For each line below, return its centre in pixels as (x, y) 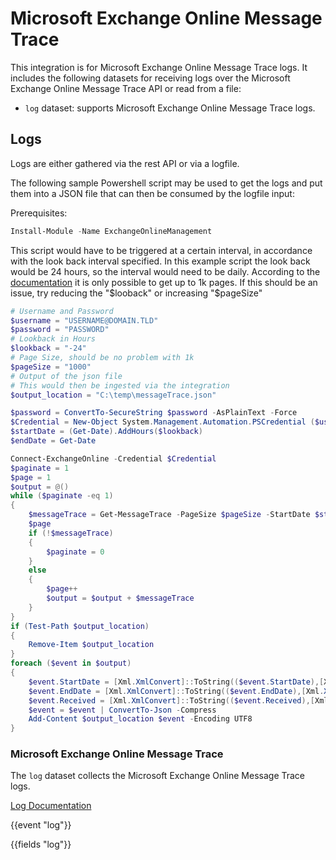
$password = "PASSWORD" (60, 330)
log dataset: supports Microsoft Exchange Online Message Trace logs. (170, 108)
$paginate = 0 (75, 552)
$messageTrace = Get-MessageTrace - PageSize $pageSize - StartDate (169, 515)
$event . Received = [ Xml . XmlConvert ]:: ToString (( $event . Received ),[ (171, 700)
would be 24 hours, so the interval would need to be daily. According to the (165, 271)
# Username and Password (62, 311)
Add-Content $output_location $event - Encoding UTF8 (140, 719)
